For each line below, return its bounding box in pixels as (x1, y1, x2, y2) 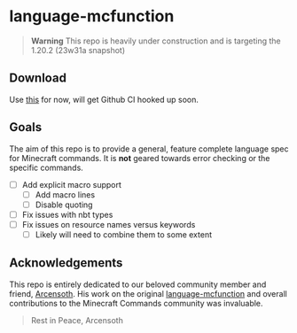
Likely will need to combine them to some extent (35, 228, 213, 240)
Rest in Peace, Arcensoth (30, 314, 124, 325)
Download (9, 71, 66, 86)
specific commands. (9, 162, 84, 173)
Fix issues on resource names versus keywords (21, 219, 196, 229)
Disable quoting (35, 199, 93, 210)
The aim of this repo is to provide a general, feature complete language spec (9, 143, 289, 154)
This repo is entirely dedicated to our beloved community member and (9, 279, 267, 290)
